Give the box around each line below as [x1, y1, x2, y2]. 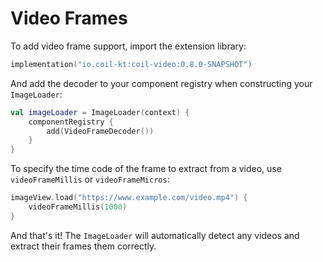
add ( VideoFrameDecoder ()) [46, 126, 155, 136]
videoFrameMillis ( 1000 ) [28, 202, 128, 212]
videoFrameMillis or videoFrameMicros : [10, 173, 170, 186]
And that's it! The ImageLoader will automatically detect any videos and [10, 229, 300, 241]
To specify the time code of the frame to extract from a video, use [10, 163, 282, 175]
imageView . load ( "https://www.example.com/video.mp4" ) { [10, 193, 248, 203]
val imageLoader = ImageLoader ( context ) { [10, 107, 190, 117]
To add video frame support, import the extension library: [10, 40, 247, 52]
